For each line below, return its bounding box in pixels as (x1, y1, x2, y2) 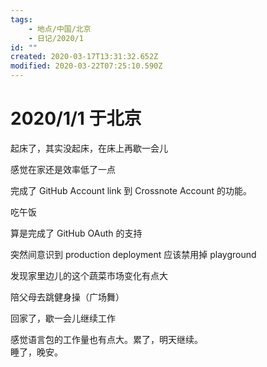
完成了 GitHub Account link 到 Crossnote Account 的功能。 (10, 184, 253, 196)
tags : (10, 14, 33, 25)
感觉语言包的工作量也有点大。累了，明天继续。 (10, 333, 203, 345)
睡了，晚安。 (10, 346, 63, 358)
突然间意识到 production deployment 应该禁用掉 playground (10, 248, 257, 260)
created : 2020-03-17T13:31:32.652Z (10, 52, 159, 62)
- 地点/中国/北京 (28, 24, 92, 34)
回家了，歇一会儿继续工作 (10, 312, 116, 324)
